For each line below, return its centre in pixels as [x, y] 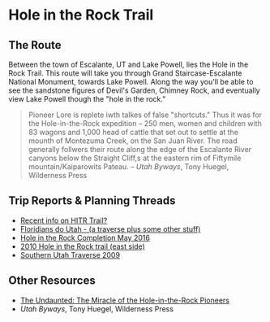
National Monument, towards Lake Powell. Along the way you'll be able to [131, 82]
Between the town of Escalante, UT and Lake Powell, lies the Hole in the [129, 64]
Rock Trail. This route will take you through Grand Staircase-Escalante [125, 73]
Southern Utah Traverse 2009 [70, 255]
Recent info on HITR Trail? [64, 220]
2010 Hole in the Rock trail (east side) [83, 246]
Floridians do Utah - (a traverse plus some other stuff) [110, 228]
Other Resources [52, 281]
